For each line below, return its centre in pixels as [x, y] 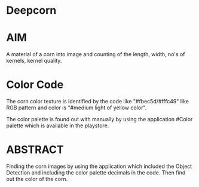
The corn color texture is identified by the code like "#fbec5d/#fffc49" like [98, 102]
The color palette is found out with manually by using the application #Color [99, 119]
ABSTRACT [35, 150]
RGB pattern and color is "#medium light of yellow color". [76, 108]
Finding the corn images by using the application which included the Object [99, 166]
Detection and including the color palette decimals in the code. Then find [96, 173]
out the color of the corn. [37, 179]
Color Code [35, 85]
